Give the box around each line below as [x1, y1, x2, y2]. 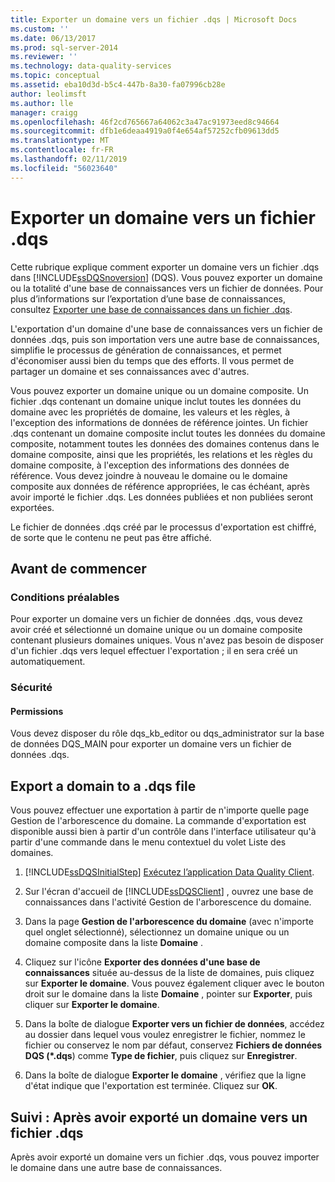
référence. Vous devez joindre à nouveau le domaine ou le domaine [10, 469, 288, 481]
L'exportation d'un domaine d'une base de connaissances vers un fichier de [10, 322, 323, 335]
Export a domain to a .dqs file [10, 777, 197, 795]
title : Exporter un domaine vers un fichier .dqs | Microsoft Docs [10, 14, 298, 25]
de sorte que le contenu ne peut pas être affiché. [10, 531, 212, 543]
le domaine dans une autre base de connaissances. [10, 1162, 223, 1173]
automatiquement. [10, 656, 86, 668]
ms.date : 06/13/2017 [10, 33, 97, 43]
